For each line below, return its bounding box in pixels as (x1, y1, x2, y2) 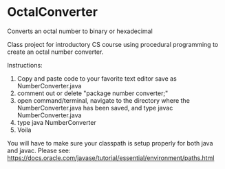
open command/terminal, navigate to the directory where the (17, 96, 191, 104)
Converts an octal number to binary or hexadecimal (7, 27, 153, 35)
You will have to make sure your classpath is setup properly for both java (7, 139, 213, 147)
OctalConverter (7, 4, 98, 20)
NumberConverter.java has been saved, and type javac (17, 103, 173, 112)
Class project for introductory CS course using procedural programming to (7, 40, 219, 48)
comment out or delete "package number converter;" (17, 89, 169, 97)
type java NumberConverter (17, 118, 96, 126)
